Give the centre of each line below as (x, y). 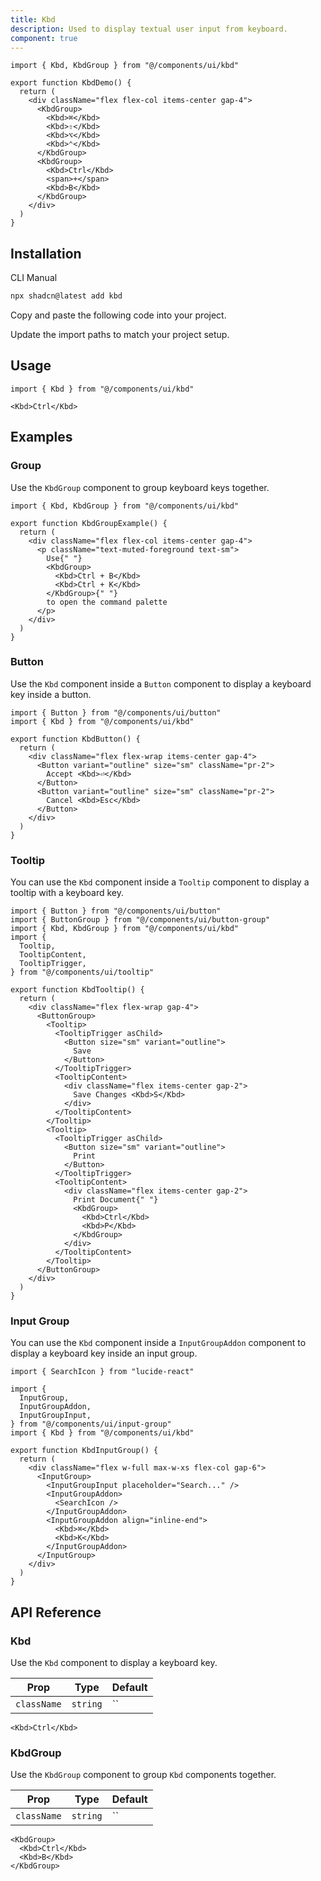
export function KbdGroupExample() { (89, 523)
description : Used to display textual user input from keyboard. (149, 29)
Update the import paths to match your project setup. (120, 335)
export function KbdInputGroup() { (84, 1451)
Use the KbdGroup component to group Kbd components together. (143, 1775)
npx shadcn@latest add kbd (66, 296)
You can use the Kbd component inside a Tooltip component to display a (160, 882)
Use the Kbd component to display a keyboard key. (114, 1663)
